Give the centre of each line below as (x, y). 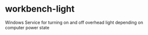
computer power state (27, 27)
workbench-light (40, 9)
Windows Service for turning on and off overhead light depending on (74, 22)
